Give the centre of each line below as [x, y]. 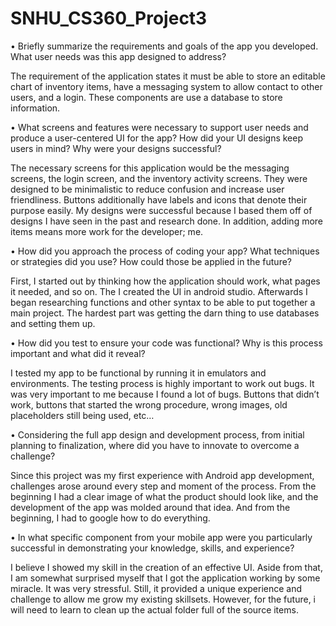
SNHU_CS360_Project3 [109, 18]
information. [35, 108]
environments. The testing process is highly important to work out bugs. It [162, 383]
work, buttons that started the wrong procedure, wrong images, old [149, 404]
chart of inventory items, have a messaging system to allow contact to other [166, 86]
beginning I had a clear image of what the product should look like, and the [164, 496]
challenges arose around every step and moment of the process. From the [163, 486]
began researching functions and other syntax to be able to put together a [163, 302]
